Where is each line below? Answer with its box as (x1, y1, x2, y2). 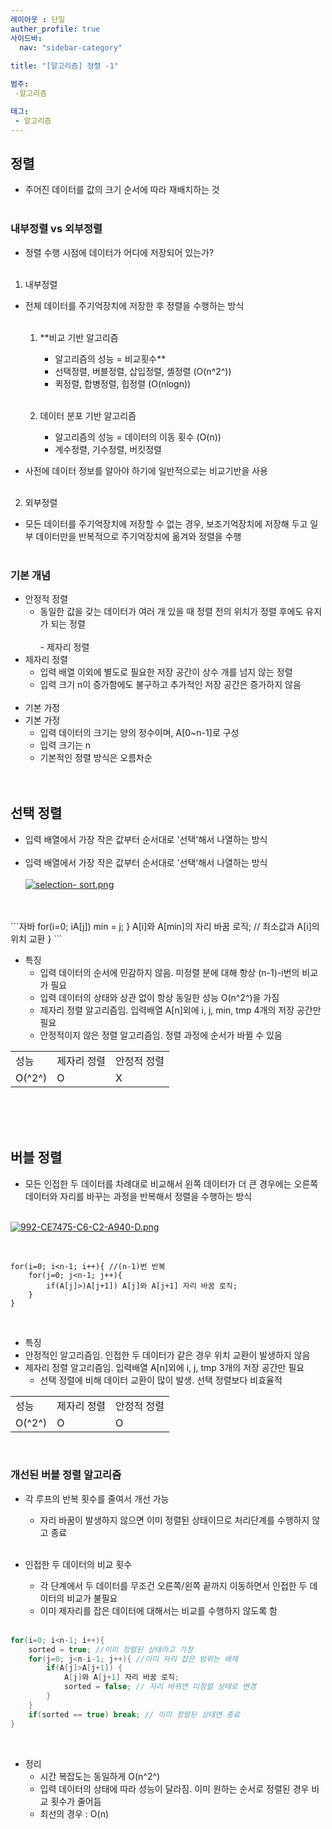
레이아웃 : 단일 (10, 14, 66, 25)
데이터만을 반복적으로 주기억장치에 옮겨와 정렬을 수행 (35, 530, 242, 542)
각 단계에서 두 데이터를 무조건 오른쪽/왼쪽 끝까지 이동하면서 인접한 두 (39, 1579, 308, 1591)
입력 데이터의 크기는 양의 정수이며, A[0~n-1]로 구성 (39, 726, 240, 738)
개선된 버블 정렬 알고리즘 (10, 1468, 122, 1482)
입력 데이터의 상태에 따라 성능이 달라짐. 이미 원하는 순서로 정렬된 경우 (39, 1782, 310, 1795)
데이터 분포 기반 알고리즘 (39, 409, 137, 421)
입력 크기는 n (39, 739, 92, 751)
